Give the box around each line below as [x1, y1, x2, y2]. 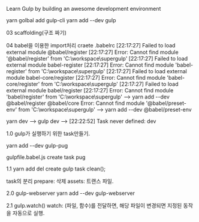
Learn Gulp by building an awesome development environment [6, 5, 161, 12]
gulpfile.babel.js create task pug [6, 154, 86, 161]
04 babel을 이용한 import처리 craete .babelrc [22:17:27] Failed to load [6, 42, 176, 49]
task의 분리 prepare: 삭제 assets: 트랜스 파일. [6, 178, 114, 185]
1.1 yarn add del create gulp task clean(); [6, 165, 106, 172]
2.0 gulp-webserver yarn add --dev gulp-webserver [6, 190, 135, 197]
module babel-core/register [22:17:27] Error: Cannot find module [6, 74, 166, 81]
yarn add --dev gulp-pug [6, 142, 68, 149]
